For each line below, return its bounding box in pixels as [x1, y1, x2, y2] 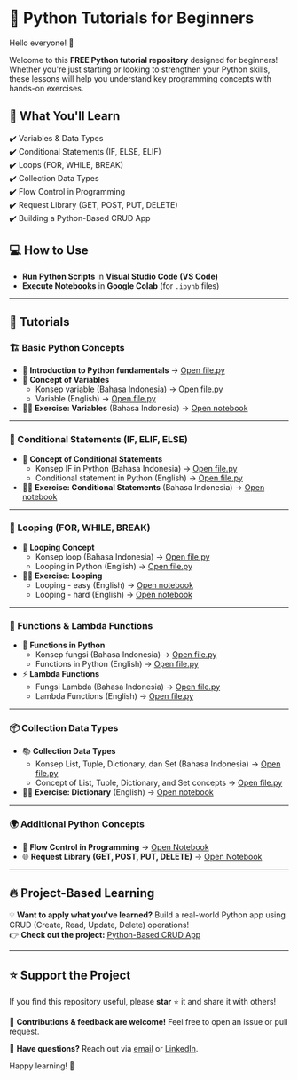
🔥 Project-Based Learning [9, 885, 155, 901]
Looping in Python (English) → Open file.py [35, 560, 193, 571]
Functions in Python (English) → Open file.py [35, 659, 200, 670]
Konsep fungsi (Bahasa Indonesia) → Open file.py [35, 649, 217, 660]
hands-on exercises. [9, 83, 84, 93]
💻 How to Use [9, 243, 89, 258]
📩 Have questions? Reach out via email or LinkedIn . [9, 1044, 199, 1054]
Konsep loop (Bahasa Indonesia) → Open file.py [35, 551, 210, 562]
